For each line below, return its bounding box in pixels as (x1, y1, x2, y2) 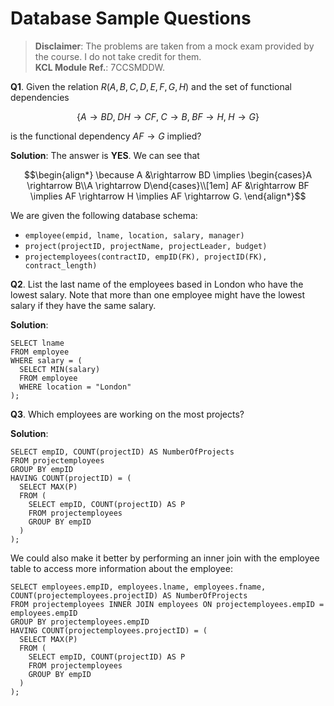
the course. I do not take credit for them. (34, 50, 202, 62)
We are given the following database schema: (10, 209, 198, 221)
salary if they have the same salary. (10, 299, 157, 311)
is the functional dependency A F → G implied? (10, 130, 202, 142)
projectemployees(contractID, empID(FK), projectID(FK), (24, 252, 268, 262)
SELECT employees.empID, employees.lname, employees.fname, (10, 582, 267, 592)
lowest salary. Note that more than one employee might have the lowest (10, 288, 306, 301)
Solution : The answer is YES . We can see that (10, 149, 200, 161)
